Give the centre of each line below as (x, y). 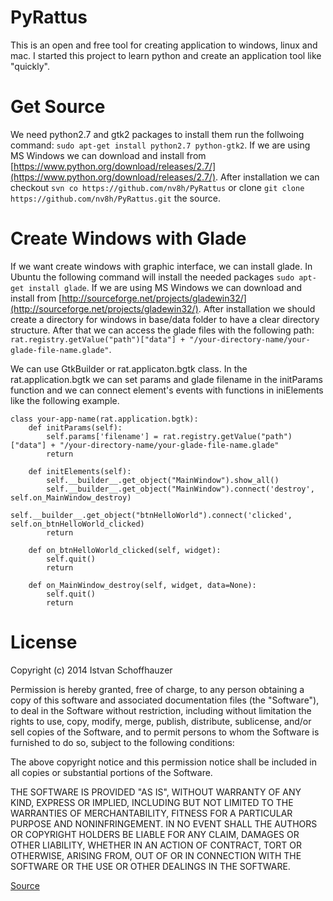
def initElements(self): (80, 471)
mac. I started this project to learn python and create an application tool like (166, 55)
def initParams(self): (75, 427)
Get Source (58, 107)
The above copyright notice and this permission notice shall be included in (163, 762)
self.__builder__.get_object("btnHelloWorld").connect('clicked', (151, 515)
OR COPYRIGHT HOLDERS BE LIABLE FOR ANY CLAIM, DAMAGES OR (155, 834)
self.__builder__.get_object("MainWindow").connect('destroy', (180, 489)
